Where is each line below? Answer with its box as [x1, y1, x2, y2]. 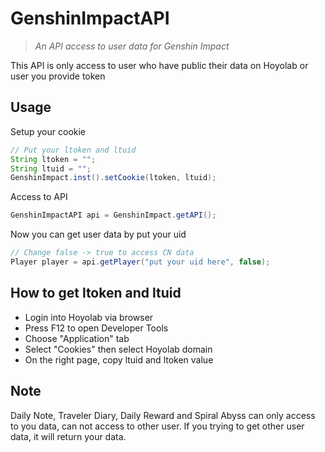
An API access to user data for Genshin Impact [34, 40, 230, 52]
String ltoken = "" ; [10, 154, 97, 164]
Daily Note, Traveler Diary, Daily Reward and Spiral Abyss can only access [10, 409, 316, 421]
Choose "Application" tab [24, 332, 130, 344]
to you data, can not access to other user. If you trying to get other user [10, 420, 305, 432]
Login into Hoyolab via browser [24, 311, 154, 323]
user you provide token [10, 70, 106, 82]
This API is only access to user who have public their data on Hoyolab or [10, 59, 309, 71]
